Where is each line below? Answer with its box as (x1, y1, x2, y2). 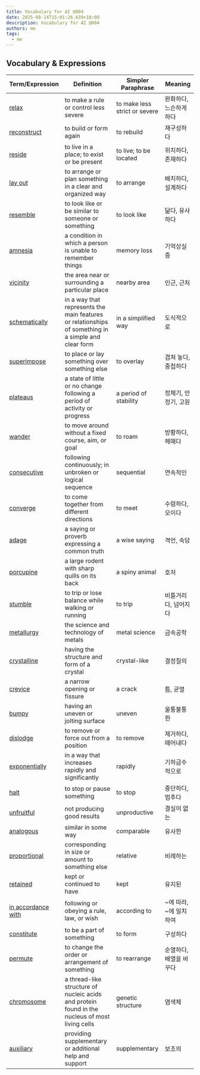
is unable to (64, 246, 97, 254)
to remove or (64, 726, 101, 734)
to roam (115, 432, 138, 441)
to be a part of (64, 926, 105, 934)
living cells (64, 1020, 95, 1028)
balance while (64, 596, 104, 605)
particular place (64, 285, 109, 294)
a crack (115, 684, 137, 693)
